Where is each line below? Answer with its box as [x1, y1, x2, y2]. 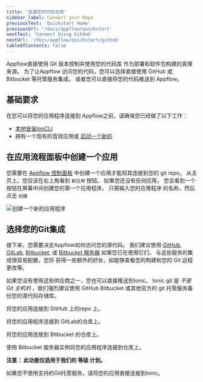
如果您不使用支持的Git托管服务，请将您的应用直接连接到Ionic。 [6, 369, 164, 377]
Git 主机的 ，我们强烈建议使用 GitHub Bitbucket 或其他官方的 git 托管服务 [6, 284, 188, 292]
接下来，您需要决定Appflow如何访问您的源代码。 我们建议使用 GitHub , [6, 241, 182, 249]
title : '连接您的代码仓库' [6, 8, 67, 15]
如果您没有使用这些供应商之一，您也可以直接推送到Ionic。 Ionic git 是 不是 [6, 277, 191, 284]
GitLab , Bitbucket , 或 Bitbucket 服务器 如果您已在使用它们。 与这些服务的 [6, 249, 188, 256]
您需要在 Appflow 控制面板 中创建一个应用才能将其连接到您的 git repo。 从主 [6, 169, 198, 176]
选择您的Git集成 [6, 224, 65, 234]
